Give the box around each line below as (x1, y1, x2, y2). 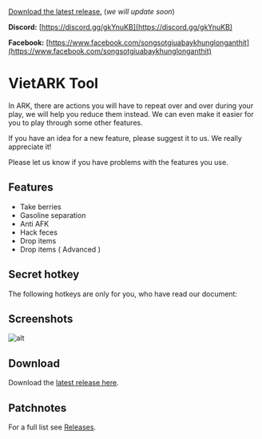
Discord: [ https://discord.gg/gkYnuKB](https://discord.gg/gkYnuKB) (8, 22, 233, 31)
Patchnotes (8, 401, 67, 415)
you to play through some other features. (8, 118, 143, 127)
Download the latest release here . (8, 378, 119, 388)
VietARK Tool (8, 75, 98, 93)
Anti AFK (19, 219, 50, 228)
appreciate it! (8, 142, 52, 151)
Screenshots (8, 312, 73, 325)
